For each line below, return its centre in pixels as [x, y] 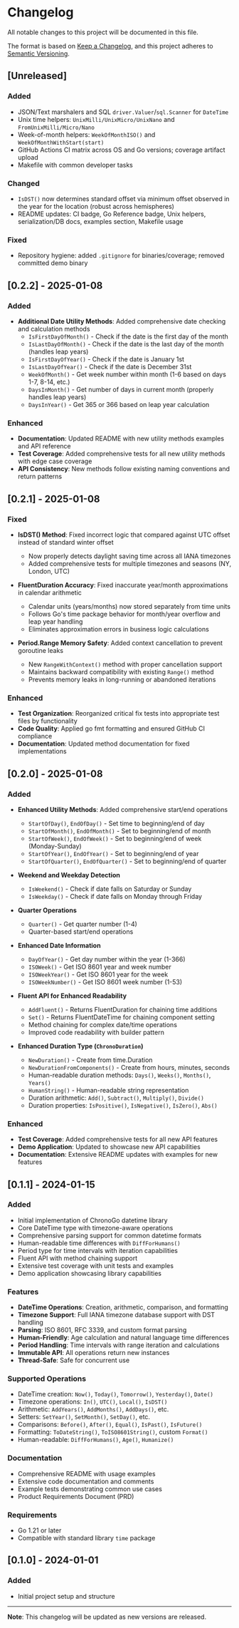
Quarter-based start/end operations [81, 932]
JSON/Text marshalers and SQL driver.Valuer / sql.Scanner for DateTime [123, 112]
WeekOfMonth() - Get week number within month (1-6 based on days [127, 374]
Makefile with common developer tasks [75, 165]
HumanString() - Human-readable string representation [108, 1090]
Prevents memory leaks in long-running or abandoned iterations [122, 679]
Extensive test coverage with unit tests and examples [96, 1265]
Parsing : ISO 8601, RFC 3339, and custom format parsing [102, 1330]
